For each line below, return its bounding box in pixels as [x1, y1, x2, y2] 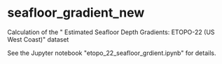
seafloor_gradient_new [7, 5, 145, 21]
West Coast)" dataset [7, 35, 69, 43]
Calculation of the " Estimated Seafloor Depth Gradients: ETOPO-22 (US [7, 28, 215, 36]
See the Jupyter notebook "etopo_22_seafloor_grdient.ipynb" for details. [7, 49, 216, 57]
